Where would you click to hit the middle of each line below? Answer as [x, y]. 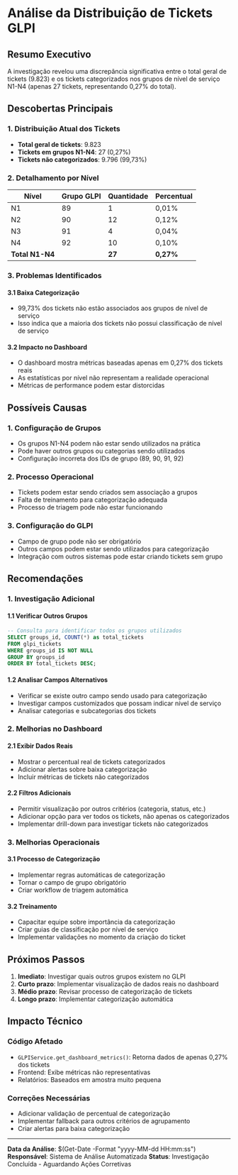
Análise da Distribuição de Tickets [110, 13]
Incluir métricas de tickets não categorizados [83, 777]
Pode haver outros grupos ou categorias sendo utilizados [101, 451]
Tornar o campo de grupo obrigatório [72, 883]
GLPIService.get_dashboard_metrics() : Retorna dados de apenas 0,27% [123, 1057]
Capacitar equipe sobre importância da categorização [96, 922]
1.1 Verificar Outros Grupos [48, 616]
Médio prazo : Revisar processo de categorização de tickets [105, 992]
